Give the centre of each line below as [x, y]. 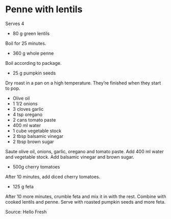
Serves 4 [15, 23]
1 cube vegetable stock [37, 131]
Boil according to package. [33, 63]
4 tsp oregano [27, 114]
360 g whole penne [33, 53]
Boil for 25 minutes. [26, 43]
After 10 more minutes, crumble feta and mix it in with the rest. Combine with [86, 196]
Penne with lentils [44, 9]
